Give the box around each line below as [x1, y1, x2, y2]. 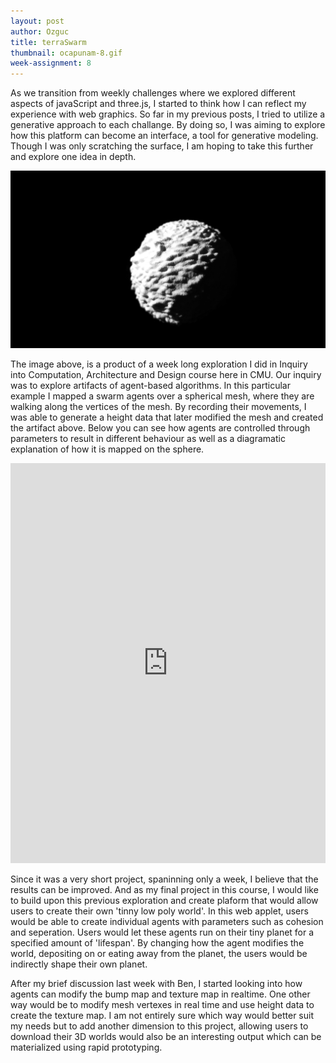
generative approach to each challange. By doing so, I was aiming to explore [10, 119, 326, 131]
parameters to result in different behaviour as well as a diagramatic [10, 432, 286, 444]
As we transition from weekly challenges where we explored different [10, 87, 296, 99]
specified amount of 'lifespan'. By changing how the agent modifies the [10, 936, 305, 949]
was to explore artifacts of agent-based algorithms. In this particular [10, 379, 291, 391]
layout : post [10, 16, 65, 26]
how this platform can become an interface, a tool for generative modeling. [10, 130, 319, 142]
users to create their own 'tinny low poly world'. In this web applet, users [10, 905, 309, 917]
